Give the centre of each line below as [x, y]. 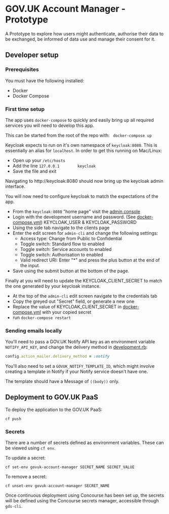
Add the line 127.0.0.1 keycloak [54, 166]
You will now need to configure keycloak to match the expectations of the [82, 196]
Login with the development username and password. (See [74, 217]
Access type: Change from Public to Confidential [71, 238]
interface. [15, 186]
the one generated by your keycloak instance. [53, 286]
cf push [13, 419]
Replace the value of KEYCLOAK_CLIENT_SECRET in [67, 307]
